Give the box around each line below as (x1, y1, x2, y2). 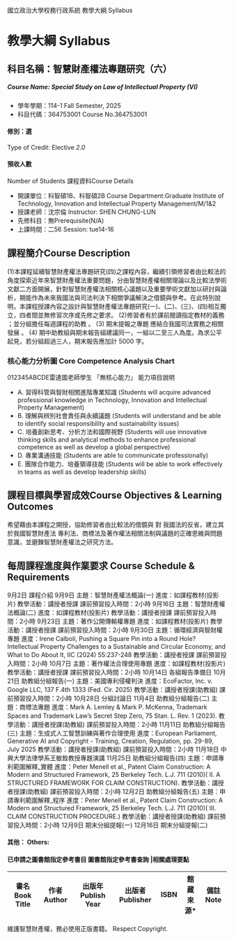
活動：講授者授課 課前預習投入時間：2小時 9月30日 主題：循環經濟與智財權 (7, 626, 223, 634)
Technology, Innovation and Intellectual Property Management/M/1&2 (17, 199, 217, 208)
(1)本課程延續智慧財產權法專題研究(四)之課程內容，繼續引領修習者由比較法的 (7, 267, 226, 275)
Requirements (7, 571, 70, 583)
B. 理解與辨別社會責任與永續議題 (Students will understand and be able (17, 412, 221, 420)
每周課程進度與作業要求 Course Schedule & (7, 560, 195, 572)
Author (43, 895, 68, 904)
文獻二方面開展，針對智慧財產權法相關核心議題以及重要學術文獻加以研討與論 (7, 284, 227, 293)
